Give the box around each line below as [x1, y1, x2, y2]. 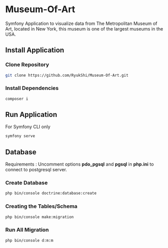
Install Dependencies [5, 85, 59, 92]
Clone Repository [5, 61, 49, 68]
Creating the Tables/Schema [5, 203, 78, 210]
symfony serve [5, 134, 36, 139]
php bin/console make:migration [5, 214, 74, 220]
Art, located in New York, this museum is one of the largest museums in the [5, 25, 163, 32]
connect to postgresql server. [5, 167, 67, 173]
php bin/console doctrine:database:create [5, 191, 97, 196]
